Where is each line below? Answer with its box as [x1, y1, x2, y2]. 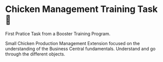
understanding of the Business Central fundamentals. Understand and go [5, 45, 156, 51]
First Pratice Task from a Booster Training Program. [5, 30, 111, 36]
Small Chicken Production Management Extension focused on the [5, 40, 140, 46]
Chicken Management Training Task [5, 3, 158, 15]
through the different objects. [5, 51, 66, 57]
